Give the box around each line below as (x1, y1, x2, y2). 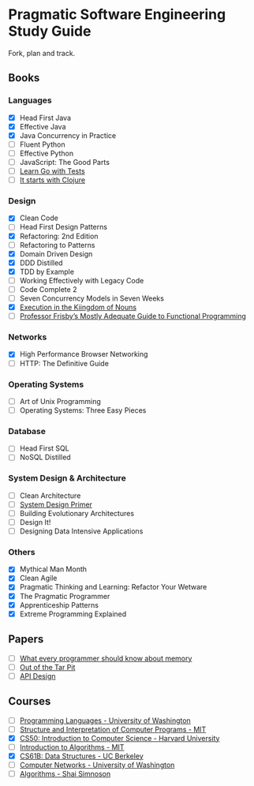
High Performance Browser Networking (19, 350, 148, 359)
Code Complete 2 (19, 284, 77, 294)
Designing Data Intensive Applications (19, 526, 144, 536)
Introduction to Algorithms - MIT (19, 742, 125, 751)
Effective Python (19, 148, 73, 158)
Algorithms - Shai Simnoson (19, 769, 111, 778)
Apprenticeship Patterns (19, 600, 99, 609)
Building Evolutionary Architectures (19, 508, 135, 518)
